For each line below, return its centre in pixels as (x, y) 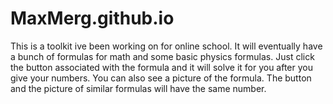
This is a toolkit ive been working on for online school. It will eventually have (166, 46)
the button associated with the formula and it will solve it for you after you (162, 67)
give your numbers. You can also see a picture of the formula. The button (161, 78)
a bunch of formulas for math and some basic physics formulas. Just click (162, 56)
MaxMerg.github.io (92, 18)
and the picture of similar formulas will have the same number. (138, 88)
